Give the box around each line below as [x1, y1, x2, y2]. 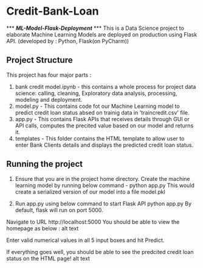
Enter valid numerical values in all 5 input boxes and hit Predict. [6, 236, 165, 244]
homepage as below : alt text [6, 224, 79, 232]
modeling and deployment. [15, 96, 83, 103]
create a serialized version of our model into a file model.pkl [15, 188, 165, 196]
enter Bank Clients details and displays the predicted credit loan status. [15, 141, 193, 149]
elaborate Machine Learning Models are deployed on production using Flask [6, 30, 198, 38]
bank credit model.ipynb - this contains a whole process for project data [15, 83, 196, 90]
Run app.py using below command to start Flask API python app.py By [15, 200, 192, 207]
